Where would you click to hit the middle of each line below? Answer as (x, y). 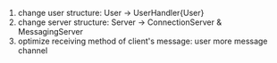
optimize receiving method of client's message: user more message (143, 41)
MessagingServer (50, 31)
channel (33, 51)
